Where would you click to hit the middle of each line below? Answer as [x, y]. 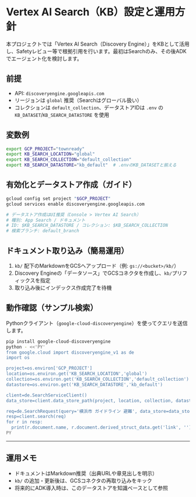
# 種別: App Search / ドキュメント [46, 220]
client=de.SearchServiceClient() [47, 395]
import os [18, 358]
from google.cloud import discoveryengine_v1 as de [70, 352]
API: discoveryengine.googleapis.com [59, 93]
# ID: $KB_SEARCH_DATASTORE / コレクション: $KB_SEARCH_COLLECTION [87, 226]
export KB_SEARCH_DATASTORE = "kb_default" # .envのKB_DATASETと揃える [91, 165]
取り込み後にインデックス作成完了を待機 [63, 288]
